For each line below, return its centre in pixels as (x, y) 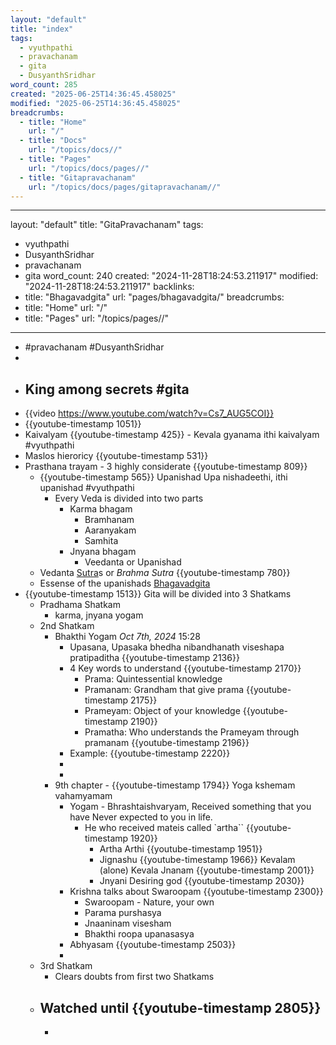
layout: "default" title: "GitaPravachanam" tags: (107, 225)
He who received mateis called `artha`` (164, 828)
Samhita (101, 541)
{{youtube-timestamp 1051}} (83, 424)
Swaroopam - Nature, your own (149, 902)
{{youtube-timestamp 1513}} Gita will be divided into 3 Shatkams (158, 594)
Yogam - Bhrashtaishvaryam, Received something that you (190, 807)
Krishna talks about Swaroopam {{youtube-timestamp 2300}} (196, 892)
